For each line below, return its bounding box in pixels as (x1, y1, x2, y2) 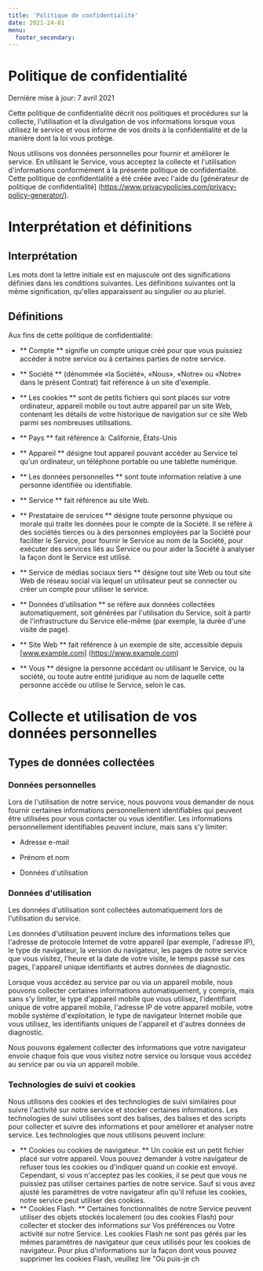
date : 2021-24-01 (8, 19, 65, 27)
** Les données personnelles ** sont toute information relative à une (19, 472, 242, 481)
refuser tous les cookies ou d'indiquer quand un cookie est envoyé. (19, 1163, 238, 1172)
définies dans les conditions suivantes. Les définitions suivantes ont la (8, 278, 236, 288)
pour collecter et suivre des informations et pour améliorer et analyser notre (8, 1122, 254, 1132)
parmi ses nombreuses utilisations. (19, 418, 133, 427)
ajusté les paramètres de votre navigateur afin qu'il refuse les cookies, (19, 1188, 247, 1197)
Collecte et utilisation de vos (8, 708, 198, 725)
